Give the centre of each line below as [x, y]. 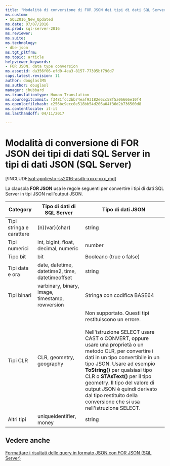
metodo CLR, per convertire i [119, 351]
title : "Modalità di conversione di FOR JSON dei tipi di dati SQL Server [86, 10]
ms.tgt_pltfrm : [21, 52]
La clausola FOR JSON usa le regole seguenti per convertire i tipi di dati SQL [85, 188]
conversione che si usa [113, 402]
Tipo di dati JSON [124, 209]
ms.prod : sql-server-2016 [32, 29]
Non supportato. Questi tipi [117, 313]
